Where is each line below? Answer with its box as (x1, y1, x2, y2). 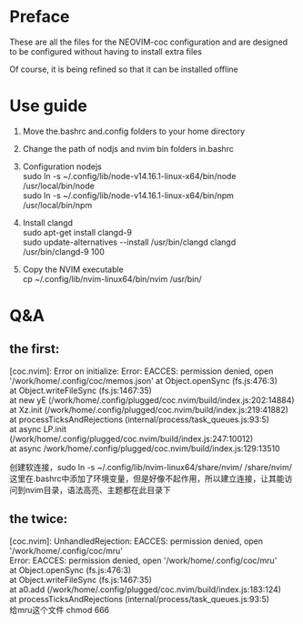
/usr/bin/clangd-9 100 (22, 246, 105, 257)
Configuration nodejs (22, 161, 103, 172)
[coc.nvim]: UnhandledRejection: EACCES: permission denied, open (9, 535, 264, 547)
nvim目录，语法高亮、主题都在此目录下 (25, 484, 171, 495)
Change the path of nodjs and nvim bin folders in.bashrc (22, 143, 235, 154)
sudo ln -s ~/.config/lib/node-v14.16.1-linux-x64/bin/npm (22, 189, 235, 201)
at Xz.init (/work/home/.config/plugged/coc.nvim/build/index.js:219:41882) (9, 404, 289, 415)
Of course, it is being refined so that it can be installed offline (9, 64, 238, 75)
